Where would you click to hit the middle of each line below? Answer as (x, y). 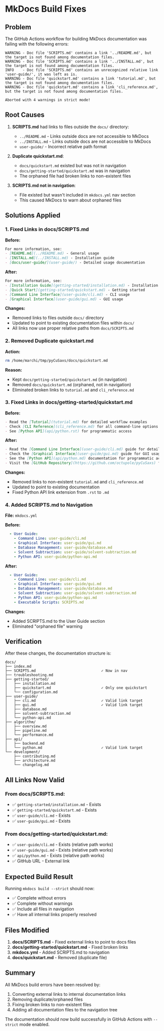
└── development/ (23, 752)
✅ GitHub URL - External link (41, 861)
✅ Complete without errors (39, 898)
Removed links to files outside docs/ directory (58, 318)
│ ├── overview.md (26, 726)
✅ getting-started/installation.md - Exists (57, 805)
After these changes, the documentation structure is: (58, 653)
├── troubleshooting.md (29, 675)
